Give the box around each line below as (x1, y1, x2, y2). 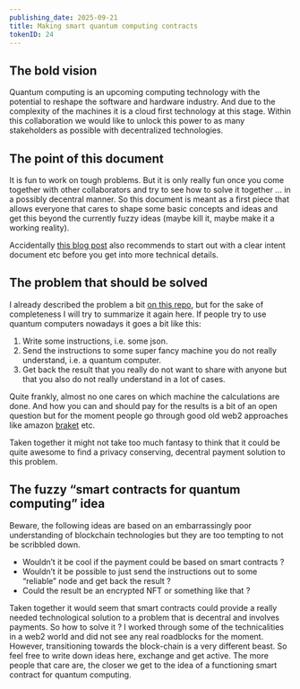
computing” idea (9, 496, 106, 511)
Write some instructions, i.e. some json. (21, 336, 168, 346)
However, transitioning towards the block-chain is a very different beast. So (9, 641, 287, 651)
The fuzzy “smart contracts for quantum (9, 482, 241, 498)
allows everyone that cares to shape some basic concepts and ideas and (9, 204, 279, 214)
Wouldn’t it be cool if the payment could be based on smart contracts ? (21, 556, 285, 567)
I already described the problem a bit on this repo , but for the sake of (9, 299, 264, 310)
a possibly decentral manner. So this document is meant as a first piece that (9, 194, 289, 205)
